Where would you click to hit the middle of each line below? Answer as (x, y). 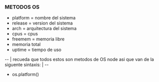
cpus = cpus (25, 34)
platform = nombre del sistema (44, 18)
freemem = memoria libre (38, 39)
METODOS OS (22, 7)
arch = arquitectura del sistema (44, 28)
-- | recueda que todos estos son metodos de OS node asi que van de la (79, 59)
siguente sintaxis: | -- (27, 65)
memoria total (26, 44)
